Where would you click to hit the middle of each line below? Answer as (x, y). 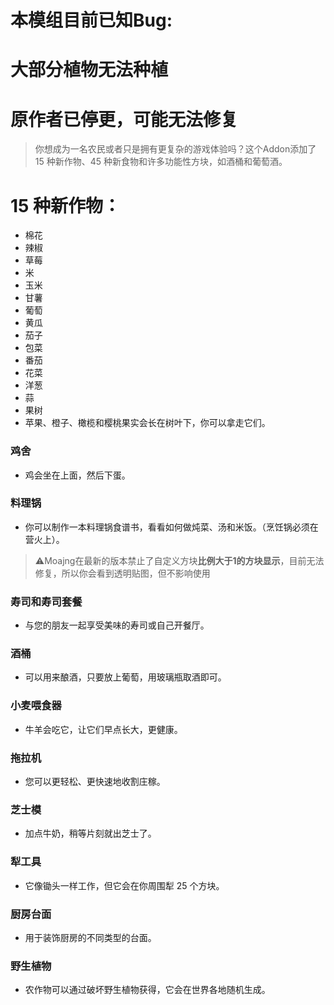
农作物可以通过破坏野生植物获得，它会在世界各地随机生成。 (147, 990)
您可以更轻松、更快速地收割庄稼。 (95, 782)
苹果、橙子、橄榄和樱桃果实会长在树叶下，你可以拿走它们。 (147, 423)
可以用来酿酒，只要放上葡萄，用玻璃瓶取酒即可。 (125, 677)
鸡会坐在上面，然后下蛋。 (77, 475)
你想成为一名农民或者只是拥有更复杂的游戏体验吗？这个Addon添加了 (175, 149)
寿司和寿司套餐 (46, 601)
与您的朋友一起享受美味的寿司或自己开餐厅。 (117, 625)
